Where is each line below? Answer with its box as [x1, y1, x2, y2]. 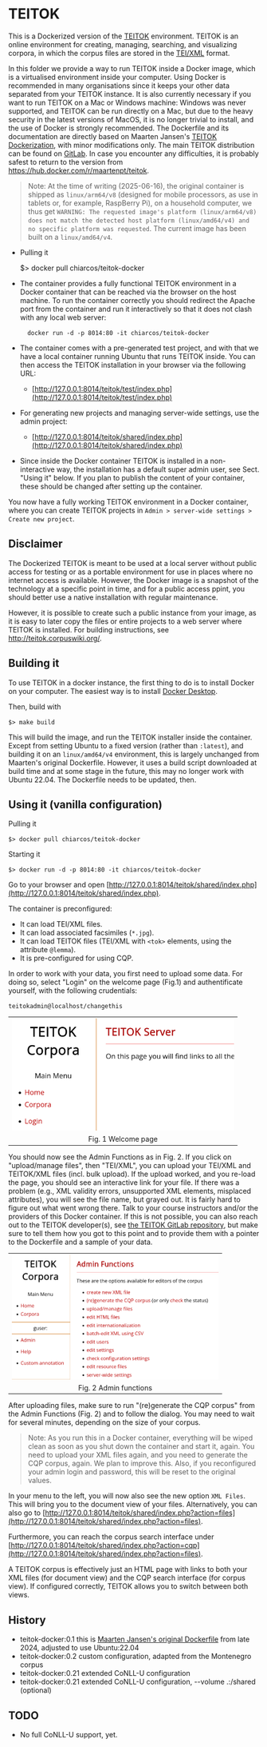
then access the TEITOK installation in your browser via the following [19, 360, 246, 369]
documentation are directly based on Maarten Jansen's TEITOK [8, 131, 218, 141]
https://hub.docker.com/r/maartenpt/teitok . [8, 166, 150, 175]
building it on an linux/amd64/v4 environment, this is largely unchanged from [8, 749, 260, 759]
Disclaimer [8, 537, 63, 551]
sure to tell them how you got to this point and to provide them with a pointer [8, 1228, 260, 1238]
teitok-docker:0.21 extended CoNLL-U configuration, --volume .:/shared [19, 1677, 257, 1687]
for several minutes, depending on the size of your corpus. [8, 1418, 201, 1427]
